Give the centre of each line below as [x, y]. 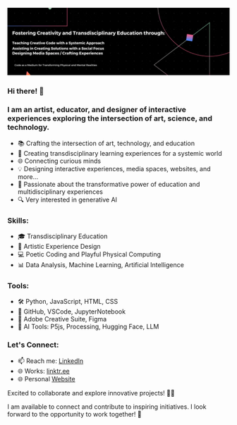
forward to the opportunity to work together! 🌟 [75, 414]
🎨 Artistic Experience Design [59, 247]
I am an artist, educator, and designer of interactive [97, 110]
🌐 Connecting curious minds [59, 161]
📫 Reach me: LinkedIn [50, 361]
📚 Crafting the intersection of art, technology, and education [106, 143]
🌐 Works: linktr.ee [44, 371]
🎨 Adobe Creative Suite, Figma [62, 319]
